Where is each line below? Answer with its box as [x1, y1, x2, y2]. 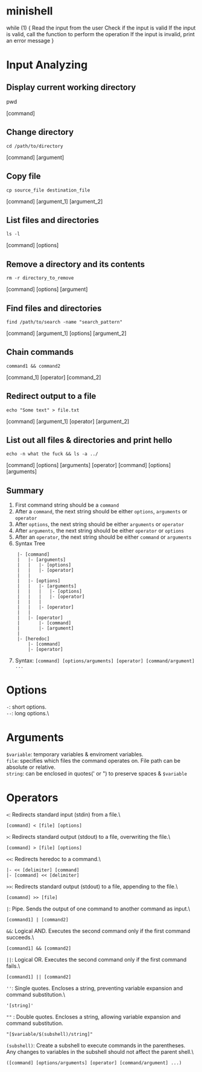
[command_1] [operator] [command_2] [6, 374, 101, 381]
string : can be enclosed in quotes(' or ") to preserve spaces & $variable [6, 770, 188, 777]
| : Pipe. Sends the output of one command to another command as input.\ [6, 905, 191, 912]
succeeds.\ [6, 934, 34, 941]
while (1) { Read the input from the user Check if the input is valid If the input [6, 24, 196, 31]
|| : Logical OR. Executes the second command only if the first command [6, 956, 187, 964]
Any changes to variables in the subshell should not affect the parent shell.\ [6, 1048, 194, 1056]
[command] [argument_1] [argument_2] [6, 198, 103, 205]
